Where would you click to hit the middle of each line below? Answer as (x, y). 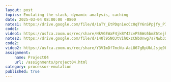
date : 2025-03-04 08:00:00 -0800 (41, 19)
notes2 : (13, 39)
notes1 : (13, 24)
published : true (22, 72)
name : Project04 (32, 57)
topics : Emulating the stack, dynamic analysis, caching (67, 15)
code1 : (12, 29)
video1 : (13, 34)
